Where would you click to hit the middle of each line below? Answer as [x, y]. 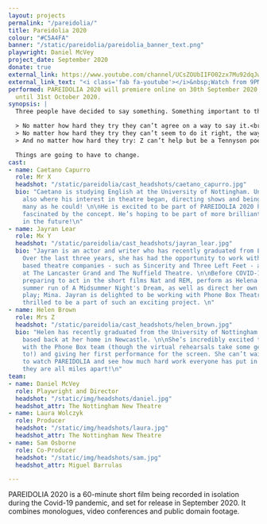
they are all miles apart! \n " [73, 369]
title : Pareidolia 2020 [48, 30]
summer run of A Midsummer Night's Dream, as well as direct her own [140, 288]
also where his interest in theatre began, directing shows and [131, 199]
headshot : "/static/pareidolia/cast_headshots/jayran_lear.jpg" [124, 244]
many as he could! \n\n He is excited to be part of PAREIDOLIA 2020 [138, 206]
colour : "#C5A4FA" [39, 38]
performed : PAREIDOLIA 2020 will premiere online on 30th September [124, 89]
